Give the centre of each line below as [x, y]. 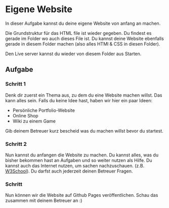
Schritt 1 [16, 84]
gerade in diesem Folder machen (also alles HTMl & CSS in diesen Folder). [83, 44]
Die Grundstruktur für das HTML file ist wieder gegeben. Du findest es [78, 33]
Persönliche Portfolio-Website [44, 110]
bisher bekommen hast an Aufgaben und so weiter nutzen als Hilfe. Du [79, 160]
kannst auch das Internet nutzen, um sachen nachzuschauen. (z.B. [75, 165]
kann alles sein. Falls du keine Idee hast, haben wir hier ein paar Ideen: [79, 100]
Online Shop [26, 115]
